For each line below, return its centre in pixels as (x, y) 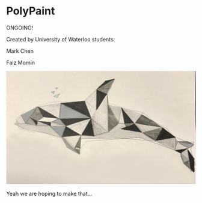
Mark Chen (20, 51)
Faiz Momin (20, 62)
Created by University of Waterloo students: (61, 39)
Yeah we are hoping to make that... (49, 193)
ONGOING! (20, 28)
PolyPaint (31, 11)
